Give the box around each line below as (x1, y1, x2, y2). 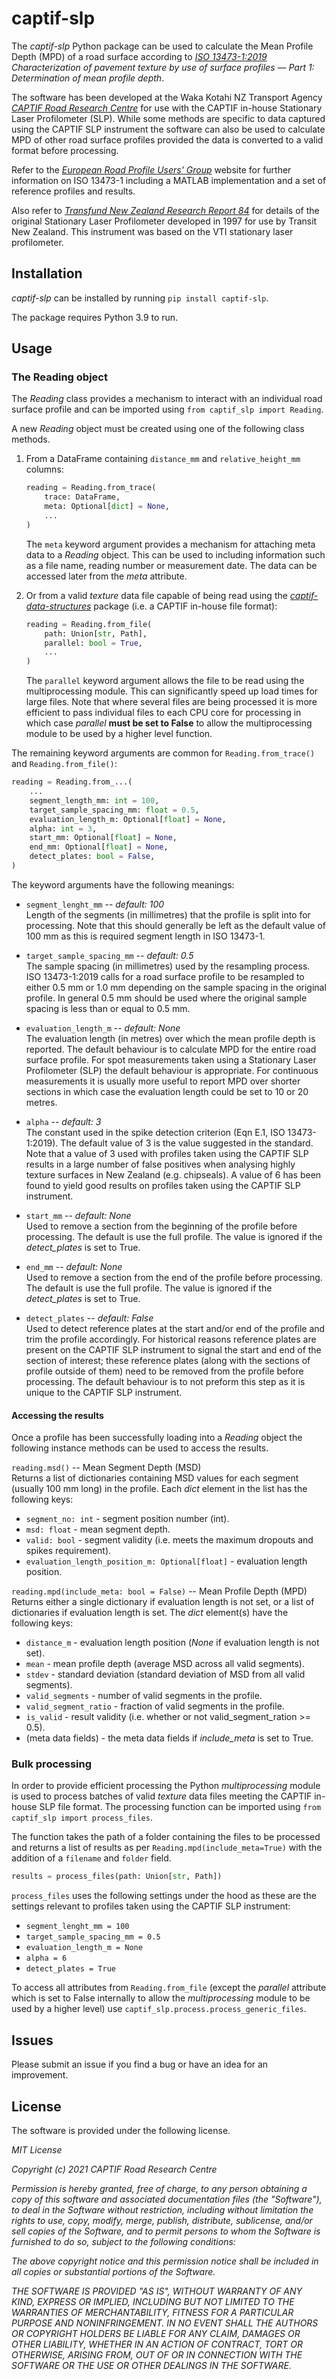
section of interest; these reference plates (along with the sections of (25, 1354, 311, 1366)
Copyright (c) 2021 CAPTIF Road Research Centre (11, 2163, 218, 2175)
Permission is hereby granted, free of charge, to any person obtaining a (11, 2182, 308, 2194)
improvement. (11, 2069, 69, 2081)
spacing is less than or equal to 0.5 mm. (25, 1002, 191, 1014)
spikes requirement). (25, 1545, 112, 1557)
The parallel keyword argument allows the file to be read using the (25, 675, 305, 687)
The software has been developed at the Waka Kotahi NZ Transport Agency (11, 91, 323, 103)
